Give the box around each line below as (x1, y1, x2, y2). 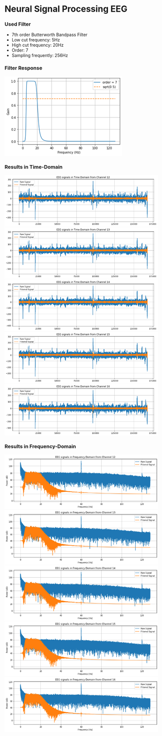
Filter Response (4, 65, 42, 72)
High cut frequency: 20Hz (11, 42, 64, 48)
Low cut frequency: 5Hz (11, 37, 60, 43)
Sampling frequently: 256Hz (11, 53, 69, 58)
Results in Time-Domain (4, 163, 63, 170)
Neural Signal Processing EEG (4, 3, 127, 15)
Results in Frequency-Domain (4, 443, 76, 450)
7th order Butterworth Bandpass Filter (11, 32, 88, 38)
